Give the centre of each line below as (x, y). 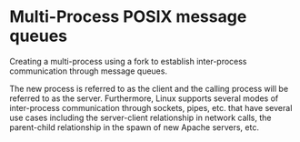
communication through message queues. (89, 71)
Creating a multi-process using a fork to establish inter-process (128, 61)
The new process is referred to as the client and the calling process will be (149, 88)
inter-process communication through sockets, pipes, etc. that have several (151, 107)
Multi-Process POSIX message (128, 17)
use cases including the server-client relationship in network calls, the (140, 117)
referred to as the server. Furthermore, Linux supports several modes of (144, 98)
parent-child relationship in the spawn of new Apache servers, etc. (134, 127)
